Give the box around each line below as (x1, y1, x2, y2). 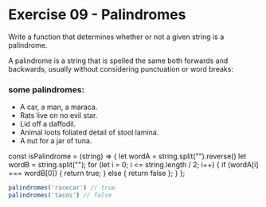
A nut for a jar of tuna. (19, 136, 92, 146)
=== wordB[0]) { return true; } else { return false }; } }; (8, 169, 186, 178)
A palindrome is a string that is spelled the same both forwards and (8, 56, 229, 65)
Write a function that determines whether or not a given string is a (8, 32, 225, 41)
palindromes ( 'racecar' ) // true (8, 184, 115, 192)
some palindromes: (8, 84, 85, 95)
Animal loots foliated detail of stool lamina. (19, 127, 159, 137)
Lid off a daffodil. (19, 119, 76, 129)
